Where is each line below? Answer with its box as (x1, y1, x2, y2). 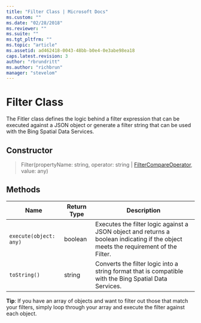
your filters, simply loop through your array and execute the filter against (6, 303, 185, 310)
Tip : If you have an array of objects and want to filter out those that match (6, 297, 188, 304)
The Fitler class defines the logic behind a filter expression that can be (6, 115, 180, 122)
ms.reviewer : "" (6, 25, 47, 32)
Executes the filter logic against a (95, 220, 188, 228)
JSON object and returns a (95, 227, 170, 236)
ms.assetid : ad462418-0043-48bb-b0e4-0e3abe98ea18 (6, 48, 135, 54)
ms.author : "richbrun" (6, 64, 63, 70)
